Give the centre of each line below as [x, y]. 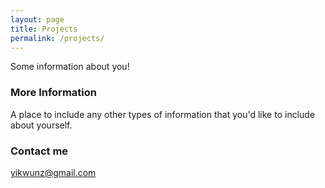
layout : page [37, 19]
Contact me [39, 151]
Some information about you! [70, 67]
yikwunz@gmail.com [53, 172]
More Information [53, 93]
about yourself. [41, 125]
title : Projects [44, 29]
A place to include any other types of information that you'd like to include [163, 114]
